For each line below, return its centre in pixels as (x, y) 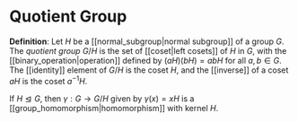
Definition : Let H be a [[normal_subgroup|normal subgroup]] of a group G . (147, 41)
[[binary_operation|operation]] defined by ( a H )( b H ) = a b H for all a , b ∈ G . (146, 60)
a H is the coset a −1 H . (48, 80)
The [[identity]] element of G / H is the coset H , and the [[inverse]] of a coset (149, 70)
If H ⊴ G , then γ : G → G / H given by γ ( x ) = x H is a (102, 98)
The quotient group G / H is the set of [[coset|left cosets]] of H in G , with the (148, 50)
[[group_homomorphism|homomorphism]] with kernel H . (114, 108)
